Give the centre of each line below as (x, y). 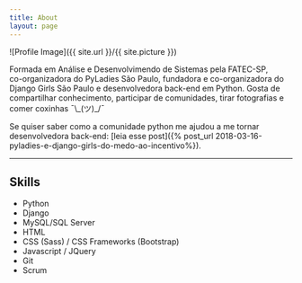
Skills (25, 182)
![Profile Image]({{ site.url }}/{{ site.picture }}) (93, 51)
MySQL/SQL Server (59, 223)
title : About (34, 18)
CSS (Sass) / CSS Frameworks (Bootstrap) (101, 242)
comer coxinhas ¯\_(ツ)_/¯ (57, 108)
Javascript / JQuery (59, 252)
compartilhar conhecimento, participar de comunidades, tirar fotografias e (147, 97)
